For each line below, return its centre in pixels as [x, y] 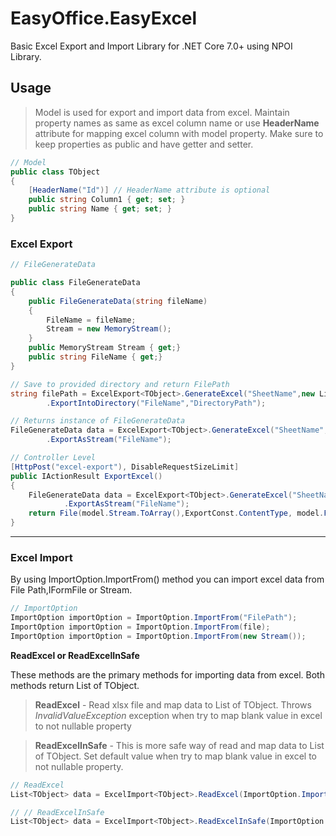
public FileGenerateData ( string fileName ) [118, 301]
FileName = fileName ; [91, 320]
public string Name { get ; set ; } [100, 209]
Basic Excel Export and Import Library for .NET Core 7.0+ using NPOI [151, 46]
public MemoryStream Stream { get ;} [105, 348]
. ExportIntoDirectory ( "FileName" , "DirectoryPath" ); [156, 403]
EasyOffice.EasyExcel [104, 18]
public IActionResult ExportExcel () [86, 476]
